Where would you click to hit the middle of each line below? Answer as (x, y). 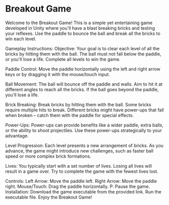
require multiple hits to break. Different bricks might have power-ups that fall (84, 110)
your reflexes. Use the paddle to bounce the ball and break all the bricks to (83, 33)
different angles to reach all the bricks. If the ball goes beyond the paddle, (82, 89)
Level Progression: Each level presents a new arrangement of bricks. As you (84, 145)
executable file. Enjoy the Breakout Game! (49, 197)
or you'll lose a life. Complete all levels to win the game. (63, 59)
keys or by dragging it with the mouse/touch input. (58, 74)
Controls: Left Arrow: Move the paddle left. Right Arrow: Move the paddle (81, 181)
